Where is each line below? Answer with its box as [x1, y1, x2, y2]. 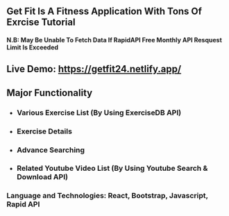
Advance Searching [16, 145, 85, 155]
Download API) [16, 172, 69, 182]
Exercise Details [16, 126, 72, 136]
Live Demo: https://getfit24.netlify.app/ [6, 63, 182, 75]
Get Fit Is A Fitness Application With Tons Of [6, 6, 203, 17]
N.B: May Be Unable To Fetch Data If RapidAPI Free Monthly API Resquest [6, 35, 223, 44]
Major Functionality [6, 87, 93, 99]
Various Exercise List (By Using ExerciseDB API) [16, 108, 182, 117]
